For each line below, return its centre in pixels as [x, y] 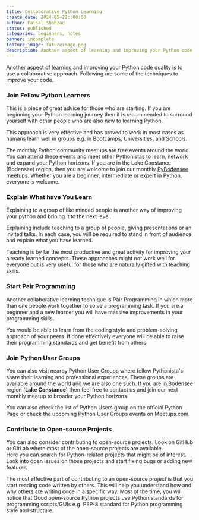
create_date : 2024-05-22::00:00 [46, 17]
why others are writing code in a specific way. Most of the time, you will [94, 491]
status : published [29, 28]
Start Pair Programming [41, 286]
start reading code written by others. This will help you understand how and [99, 486]
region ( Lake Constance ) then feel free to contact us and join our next [92, 389]
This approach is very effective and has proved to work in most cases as [95, 133]
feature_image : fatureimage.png [46, 45]
